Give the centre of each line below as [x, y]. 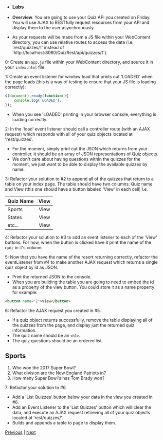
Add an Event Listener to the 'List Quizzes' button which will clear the [82, 407]
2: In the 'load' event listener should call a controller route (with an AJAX [78, 129]
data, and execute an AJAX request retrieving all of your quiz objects [81, 412]
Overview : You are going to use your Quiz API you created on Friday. [81, 18]
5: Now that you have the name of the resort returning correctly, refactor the [81, 257]
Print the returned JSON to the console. [52, 276]
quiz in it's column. [24, 247]
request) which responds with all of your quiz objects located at [69, 134]
